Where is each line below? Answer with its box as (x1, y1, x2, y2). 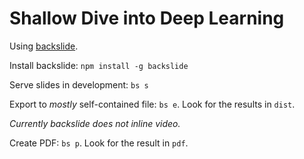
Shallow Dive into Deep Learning (9, 7, 285, 30)
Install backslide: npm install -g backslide (9, 59, 189, 71)
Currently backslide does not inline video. (9, 117, 181, 129)
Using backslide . (9, 40, 79, 52)
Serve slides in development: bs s (9, 78, 149, 91)
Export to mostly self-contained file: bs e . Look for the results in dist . (9, 98, 296, 110)
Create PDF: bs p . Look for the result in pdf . (9, 137, 189, 149)
